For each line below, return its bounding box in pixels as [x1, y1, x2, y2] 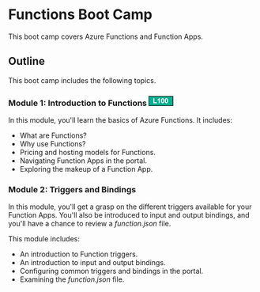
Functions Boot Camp [8, 6, 153, 24]
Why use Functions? [19, 139, 86, 149]
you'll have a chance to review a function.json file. [8, 219, 171, 229]
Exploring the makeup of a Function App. [19, 165, 153, 174]
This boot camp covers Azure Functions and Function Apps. [8, 32, 204, 41]
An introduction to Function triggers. [19, 249, 138, 259]
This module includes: [8, 234, 81, 244]
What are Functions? [19, 131, 87, 140]
